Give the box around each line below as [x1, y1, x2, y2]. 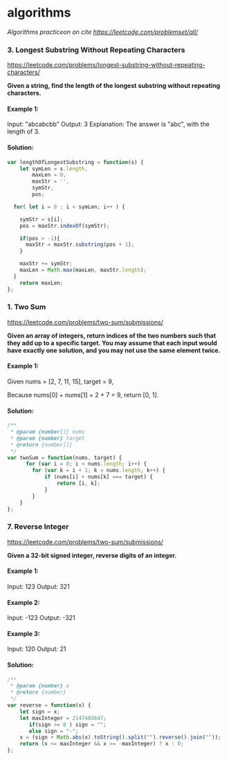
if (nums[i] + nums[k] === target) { [44, 473, 154, 480]
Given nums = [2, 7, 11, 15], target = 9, [7, 377, 114, 386]
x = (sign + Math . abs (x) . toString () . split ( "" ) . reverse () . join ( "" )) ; [19, 734, 221, 741]
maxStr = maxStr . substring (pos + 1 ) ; [25, 241, 135, 248]
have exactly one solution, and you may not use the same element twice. [7, 346, 221, 354]
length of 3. [7, 127, 40, 136]
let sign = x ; [19, 708, 60, 715]
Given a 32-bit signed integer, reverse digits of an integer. [7, 551, 177, 559]
